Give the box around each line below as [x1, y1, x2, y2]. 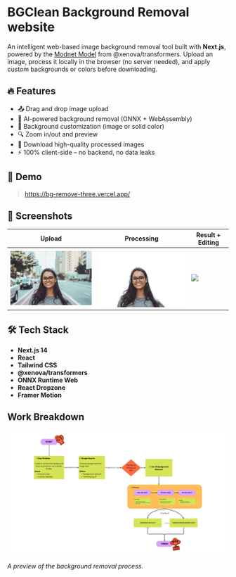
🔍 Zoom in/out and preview [17, 129, 98, 138]
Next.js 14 [17, 346, 48, 355]
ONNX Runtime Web [17, 376, 79, 384]
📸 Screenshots [7, 210, 73, 222]
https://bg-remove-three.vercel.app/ [24, 189, 131, 198]
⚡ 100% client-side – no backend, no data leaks [17, 148, 155, 156]
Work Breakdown [7, 411, 84, 423]
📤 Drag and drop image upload [17, 104, 109, 113]
